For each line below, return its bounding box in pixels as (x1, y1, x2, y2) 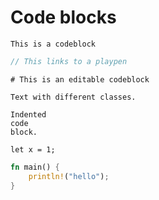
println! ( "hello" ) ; (28, 171, 110, 181)
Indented (10, 109, 47, 120)
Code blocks (10, 6, 117, 29)
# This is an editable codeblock (10, 74, 150, 85)
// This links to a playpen (10, 56, 128, 66)
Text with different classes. (10, 92, 137, 102)
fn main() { (10, 162, 60, 172)
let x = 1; (10, 144, 56, 155)
